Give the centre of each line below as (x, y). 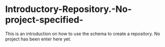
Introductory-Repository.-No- (68, 9)
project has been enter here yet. (38, 39)
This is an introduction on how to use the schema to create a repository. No (83, 33)
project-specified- (44, 20)
